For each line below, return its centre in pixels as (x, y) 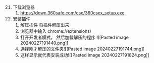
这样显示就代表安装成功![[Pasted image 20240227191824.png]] (85, 55)
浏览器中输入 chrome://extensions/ (56, 31)
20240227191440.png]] (44, 43)
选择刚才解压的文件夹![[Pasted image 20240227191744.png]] (82, 49)
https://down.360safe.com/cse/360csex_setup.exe (72, 13)
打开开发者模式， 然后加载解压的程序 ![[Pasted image (75, 37)
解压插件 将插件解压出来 (45, 25)
